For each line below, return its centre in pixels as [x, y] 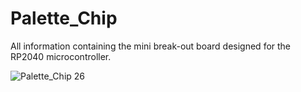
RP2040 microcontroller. [61, 56]
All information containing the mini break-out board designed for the [151, 46]
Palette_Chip [64, 18]
